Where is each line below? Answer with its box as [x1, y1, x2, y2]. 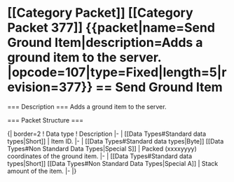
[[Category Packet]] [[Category [7, 5, 194, 21]
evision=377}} [7, 79, 93, 95]
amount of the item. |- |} [7, 167, 77, 175]
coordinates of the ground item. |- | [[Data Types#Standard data [7, 152, 193, 160]
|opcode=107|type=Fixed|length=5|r [7, 64, 227, 80]
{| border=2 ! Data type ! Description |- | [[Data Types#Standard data [7, 129, 207, 138]
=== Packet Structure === [7, 115, 84, 124]
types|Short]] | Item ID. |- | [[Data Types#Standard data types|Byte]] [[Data [7, 136, 224, 145]
